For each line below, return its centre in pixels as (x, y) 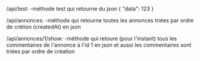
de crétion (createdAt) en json (44, 27)
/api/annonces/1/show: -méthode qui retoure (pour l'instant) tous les (92, 38)
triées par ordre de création (41, 51)
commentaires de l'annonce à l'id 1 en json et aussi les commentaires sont (99, 45)
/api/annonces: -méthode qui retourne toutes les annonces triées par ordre (100, 20)
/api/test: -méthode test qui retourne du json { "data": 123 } (80, 9)
